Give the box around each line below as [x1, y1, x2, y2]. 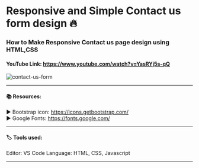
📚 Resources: [6, 93, 41, 100]
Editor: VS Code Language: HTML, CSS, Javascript [6, 149, 130, 156]
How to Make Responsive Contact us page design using [6, 38, 170, 47]
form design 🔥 [6, 17, 78, 30]
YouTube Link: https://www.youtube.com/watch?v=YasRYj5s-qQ [6, 60, 171, 67]
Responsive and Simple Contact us [6, 4, 181, 18]
